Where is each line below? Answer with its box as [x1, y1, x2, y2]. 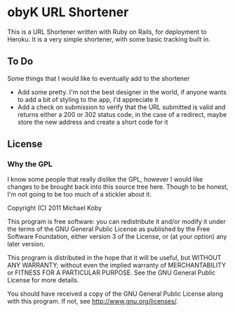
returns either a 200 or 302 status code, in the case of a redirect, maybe [17, 110, 227, 118]
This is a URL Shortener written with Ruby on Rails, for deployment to [7, 27, 207, 36]
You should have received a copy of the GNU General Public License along [7, 289, 223, 298]
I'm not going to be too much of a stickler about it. [7, 190, 152, 199]
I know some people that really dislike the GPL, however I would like [7, 175, 203, 184]
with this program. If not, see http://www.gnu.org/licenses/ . [7, 297, 179, 306]
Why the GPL [7, 159, 53, 169]
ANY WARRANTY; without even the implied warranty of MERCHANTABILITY [7, 261, 227, 270]
